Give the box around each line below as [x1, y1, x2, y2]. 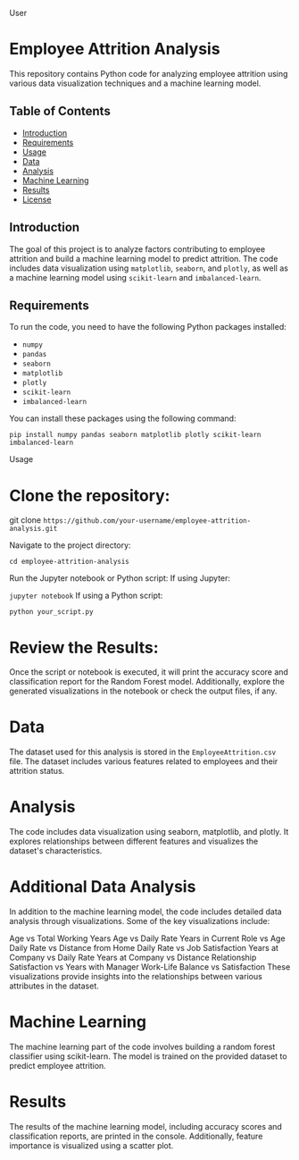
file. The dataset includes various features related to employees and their [9, 756, 278, 767]
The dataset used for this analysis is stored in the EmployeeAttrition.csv [9, 746, 277, 758]
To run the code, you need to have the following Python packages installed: [9, 322, 287, 332]
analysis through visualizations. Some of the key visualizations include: [9, 916, 270, 927]
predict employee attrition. [9, 1061, 107, 1071]
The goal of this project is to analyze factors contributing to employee [9, 243, 266, 254]
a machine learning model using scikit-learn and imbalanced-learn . [9, 272, 262, 282]
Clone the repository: [9, 485, 170, 506]
